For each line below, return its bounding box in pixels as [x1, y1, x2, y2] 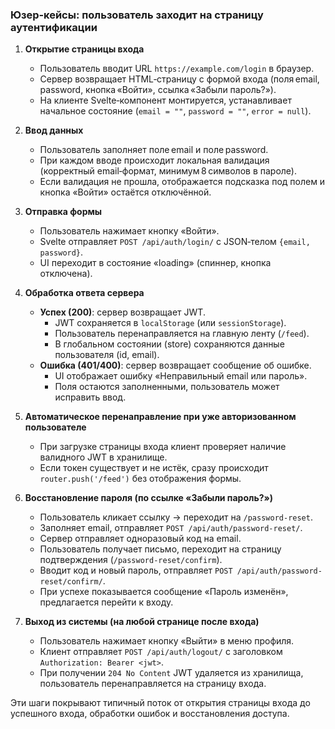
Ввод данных [24, 124, 84, 137]
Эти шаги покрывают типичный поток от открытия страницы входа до [10, 697, 311, 709]
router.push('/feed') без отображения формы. [39, 473, 242, 485]
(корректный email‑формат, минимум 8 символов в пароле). [39, 165, 297, 177]
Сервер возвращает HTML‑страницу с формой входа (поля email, [39, 73, 320, 85]
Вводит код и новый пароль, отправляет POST [39, 564, 233, 577]
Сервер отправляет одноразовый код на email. [39, 533, 242, 545]
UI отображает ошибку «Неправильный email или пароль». [54, 370, 308, 382]
